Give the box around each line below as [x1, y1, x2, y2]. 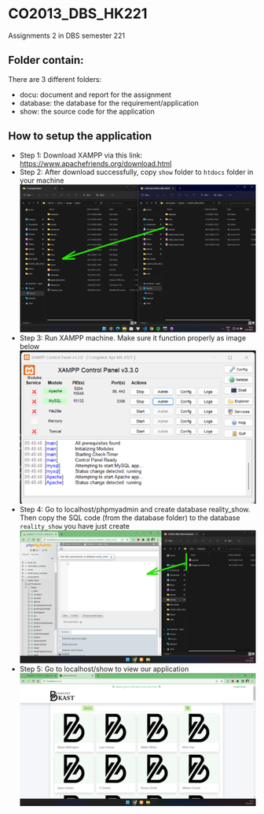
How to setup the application [8, 129, 152, 143]
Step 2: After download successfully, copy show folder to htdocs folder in [19, 167, 254, 177]
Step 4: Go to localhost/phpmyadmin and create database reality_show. [19, 505, 251, 515]
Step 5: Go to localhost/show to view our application [19, 664, 189, 674]
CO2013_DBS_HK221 [8, 5, 148, 23]
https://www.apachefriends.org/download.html [19, 158, 172, 168]
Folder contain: [8, 54, 84, 67]
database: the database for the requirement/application [19, 98, 199, 107]
